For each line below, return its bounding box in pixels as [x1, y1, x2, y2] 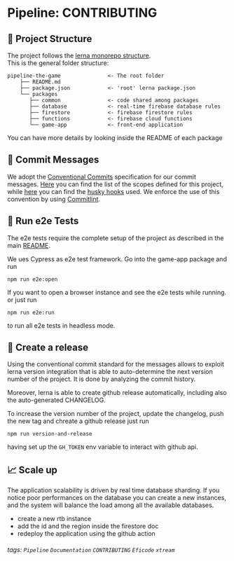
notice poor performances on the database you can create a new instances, [7, 494, 226, 502]
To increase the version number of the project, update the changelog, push [7, 410, 224, 418]
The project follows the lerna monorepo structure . [7, 51, 151, 60]
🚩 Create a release [7, 342, 89, 354]
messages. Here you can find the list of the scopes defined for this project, [7, 180, 224, 188]
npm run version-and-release [7, 431, 92, 438]
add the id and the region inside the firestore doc [17, 522, 159, 530]
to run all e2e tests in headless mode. [7, 321, 116, 330]
